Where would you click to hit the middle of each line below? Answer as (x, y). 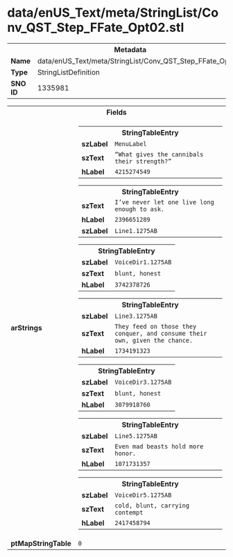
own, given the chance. (154, 340)
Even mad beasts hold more (159, 446)
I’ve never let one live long (164, 202)
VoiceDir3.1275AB (143, 382)
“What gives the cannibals (159, 154)
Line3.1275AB (136, 316)
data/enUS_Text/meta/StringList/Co (113, 13)
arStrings (27, 328)
